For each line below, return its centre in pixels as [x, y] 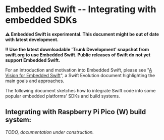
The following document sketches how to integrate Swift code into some [80, 90]
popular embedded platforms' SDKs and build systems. [63, 96]
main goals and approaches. [35, 81]
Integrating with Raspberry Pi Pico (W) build [76, 112]
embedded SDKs [41, 20]
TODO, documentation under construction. [50, 132]
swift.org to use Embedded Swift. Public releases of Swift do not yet [78, 55]
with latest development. [32, 40]
